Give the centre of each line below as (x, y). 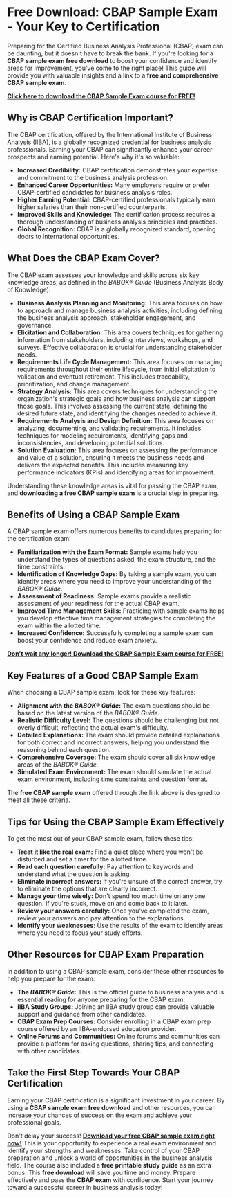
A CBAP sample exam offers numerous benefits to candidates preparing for (115, 531)
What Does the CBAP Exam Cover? (84, 258)
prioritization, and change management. (74, 384)
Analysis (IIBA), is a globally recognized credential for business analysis (109, 142)
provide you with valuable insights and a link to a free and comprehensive (113, 75)
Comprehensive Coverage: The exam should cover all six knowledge (116, 757)
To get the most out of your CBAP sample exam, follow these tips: (101, 838)
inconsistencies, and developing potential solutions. (91, 442)
